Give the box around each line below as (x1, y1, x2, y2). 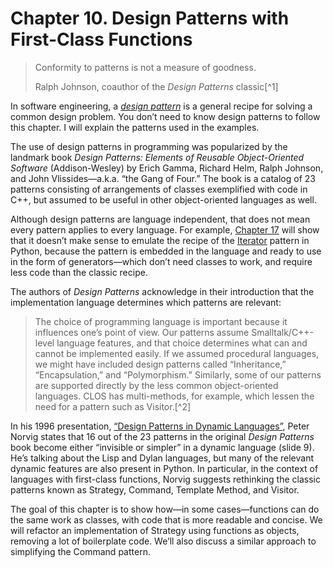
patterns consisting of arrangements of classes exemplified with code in (10, 183, 308, 195)
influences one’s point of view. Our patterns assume (34, 326, 250, 338)
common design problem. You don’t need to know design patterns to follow (10, 110, 321, 122)
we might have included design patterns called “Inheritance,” (34, 358, 287, 370)
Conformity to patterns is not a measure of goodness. (34, 61, 257, 73)
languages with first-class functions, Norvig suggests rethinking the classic (10, 473, 321, 485)
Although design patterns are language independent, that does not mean (10, 213, 311, 225)
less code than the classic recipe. (10, 266, 148, 278)
